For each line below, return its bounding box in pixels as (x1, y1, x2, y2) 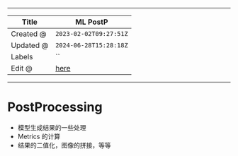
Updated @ (11, 40, 49, 50)
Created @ (11, 29, 47, 39)
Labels (11, 52, 33, 61)
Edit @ (11, 64, 33, 73)
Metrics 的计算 (17, 132, 61, 140)
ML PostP (75, 17, 108, 27)
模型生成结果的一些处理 (17, 123, 86, 131)
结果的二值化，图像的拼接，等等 (17, 140, 111, 149)
